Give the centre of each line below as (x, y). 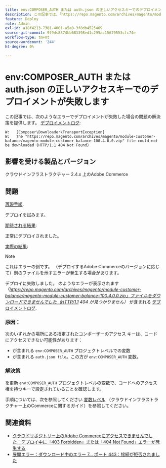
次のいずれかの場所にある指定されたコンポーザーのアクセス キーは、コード (81, 334)
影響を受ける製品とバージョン (51, 161)
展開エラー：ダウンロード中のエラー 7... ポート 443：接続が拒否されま (84, 454)
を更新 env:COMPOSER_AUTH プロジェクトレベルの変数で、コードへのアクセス (81, 383)
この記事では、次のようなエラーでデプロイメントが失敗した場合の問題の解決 (83, 117)
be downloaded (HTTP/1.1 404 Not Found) (47, 145)
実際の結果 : (17, 246)
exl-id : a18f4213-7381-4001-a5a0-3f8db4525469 (54, 28)
